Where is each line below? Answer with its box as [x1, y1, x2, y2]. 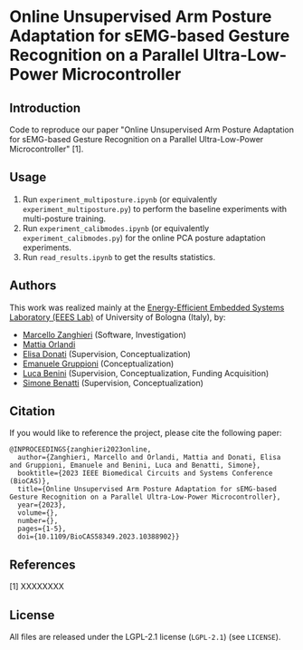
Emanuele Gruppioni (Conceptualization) [22, 358, 175, 369]
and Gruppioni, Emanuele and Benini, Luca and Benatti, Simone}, [9, 461, 260, 471]
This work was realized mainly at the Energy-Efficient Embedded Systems [9, 302, 285, 313]
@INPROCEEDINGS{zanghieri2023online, [9, 445, 152, 454]
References [9, 557, 76, 572]
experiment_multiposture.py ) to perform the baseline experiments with [22, 203, 288, 214]
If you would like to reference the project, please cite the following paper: [9, 428, 282, 439]
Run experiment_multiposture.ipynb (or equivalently [22, 193, 218, 205]
